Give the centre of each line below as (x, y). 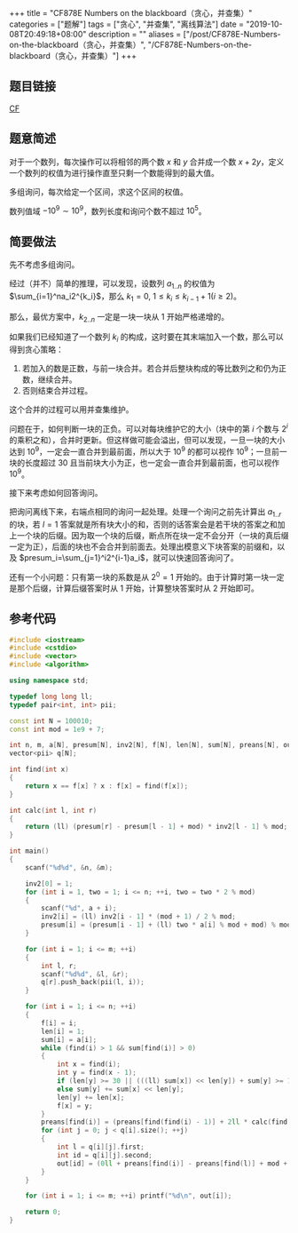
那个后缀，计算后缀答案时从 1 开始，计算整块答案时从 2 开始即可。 (137, 588)
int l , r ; (59, 966)
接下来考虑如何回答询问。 (56, 493)
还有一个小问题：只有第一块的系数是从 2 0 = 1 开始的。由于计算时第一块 (139, 576)
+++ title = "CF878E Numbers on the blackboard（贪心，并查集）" (131, 13)
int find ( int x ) (39, 770)
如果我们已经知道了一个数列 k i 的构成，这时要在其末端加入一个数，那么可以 (146, 338)
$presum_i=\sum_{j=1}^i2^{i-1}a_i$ (82, 558)
